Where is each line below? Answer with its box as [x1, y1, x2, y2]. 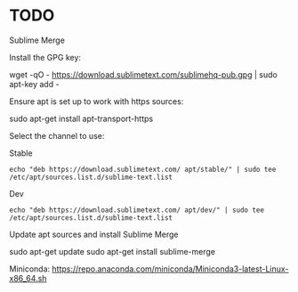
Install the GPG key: [9, 52, 82, 62]
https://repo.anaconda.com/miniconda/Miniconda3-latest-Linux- [52, 264, 289, 274]
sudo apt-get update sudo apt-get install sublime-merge [9, 246, 216, 256]
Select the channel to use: [9, 130, 105, 141]
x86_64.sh [9, 272, 47, 283]
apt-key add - [9, 78, 60, 89]
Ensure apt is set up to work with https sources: [9, 95, 184, 107]
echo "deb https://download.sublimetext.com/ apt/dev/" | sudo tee [9, 206, 265, 215]
